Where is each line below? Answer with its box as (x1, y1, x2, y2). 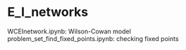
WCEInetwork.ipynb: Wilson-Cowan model (7, 27, 132, 35)
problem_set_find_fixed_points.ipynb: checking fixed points (7, 34, 179, 42)
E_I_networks (7, 4, 89, 20)
